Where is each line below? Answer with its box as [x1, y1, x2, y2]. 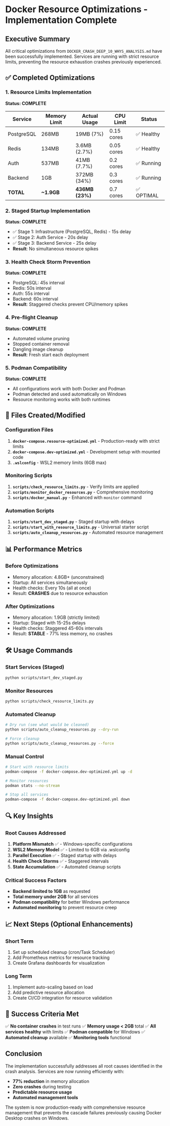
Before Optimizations [5, 562, 59, 570]
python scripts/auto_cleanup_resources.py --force [5, 741, 114, 746]
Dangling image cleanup [12, 346, 64, 352]
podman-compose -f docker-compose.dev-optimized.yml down [5, 797, 130, 802]
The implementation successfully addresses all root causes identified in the [5, 1063, 163, 1069]
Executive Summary [5, 35, 70, 43]
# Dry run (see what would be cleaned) [5, 722, 90, 727]
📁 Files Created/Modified [5, 411, 86, 420]
